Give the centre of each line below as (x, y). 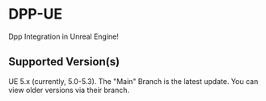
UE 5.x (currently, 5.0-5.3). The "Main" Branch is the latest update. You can (133, 81)
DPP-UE (36, 14)
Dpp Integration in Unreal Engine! (64, 36)
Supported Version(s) (64, 62)
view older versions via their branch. (69, 90)
